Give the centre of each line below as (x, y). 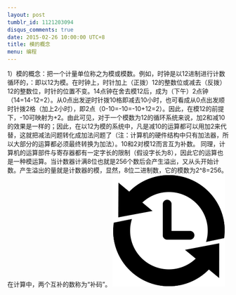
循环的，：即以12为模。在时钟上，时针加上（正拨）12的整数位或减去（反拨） (117, 82)
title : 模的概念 (29, 45)
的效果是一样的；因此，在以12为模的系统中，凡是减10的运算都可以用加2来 (114, 126)
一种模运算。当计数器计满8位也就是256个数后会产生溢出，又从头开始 (113, 161)
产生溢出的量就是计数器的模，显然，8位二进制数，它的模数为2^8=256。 (124, 170)
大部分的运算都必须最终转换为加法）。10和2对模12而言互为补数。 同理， (116, 144)
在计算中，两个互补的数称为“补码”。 (59, 284)
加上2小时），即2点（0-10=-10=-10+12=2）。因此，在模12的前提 (133, 109)
